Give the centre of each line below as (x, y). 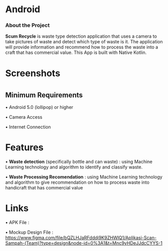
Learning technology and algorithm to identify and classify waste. (74, 167)
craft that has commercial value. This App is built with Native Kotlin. (76, 52)
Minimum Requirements (44, 95)
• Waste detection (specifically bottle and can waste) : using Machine (79, 162)
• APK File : (17, 222)
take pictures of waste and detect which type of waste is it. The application (84, 42)
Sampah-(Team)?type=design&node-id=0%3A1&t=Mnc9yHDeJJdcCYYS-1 (84, 243)
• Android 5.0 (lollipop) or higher (39, 107)
